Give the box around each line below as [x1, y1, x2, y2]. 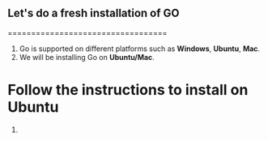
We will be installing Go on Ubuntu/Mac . [19, 52, 155, 62]
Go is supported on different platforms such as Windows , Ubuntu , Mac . [19, 44, 261, 53]
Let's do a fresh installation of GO [7, 6, 180, 20]
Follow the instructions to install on [7, 81, 249, 99]
